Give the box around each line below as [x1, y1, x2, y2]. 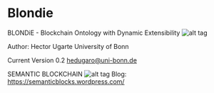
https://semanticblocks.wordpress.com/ [7, 77, 125, 86]
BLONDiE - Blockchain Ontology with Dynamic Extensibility [7, 28, 180, 37]
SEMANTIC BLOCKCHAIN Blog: [7, 70, 127, 78]
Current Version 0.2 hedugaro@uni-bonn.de [7, 55, 138, 65]
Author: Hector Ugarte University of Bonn [7, 42, 130, 50]
